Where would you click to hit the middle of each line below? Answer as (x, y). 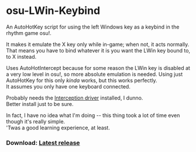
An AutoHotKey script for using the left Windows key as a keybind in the (93, 27)
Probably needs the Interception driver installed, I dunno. (75, 98)
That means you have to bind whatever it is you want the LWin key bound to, (98, 50)
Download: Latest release (43, 143)
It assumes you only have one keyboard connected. (68, 86)
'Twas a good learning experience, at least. (58, 128)
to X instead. (21, 56)
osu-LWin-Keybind (53, 11)
